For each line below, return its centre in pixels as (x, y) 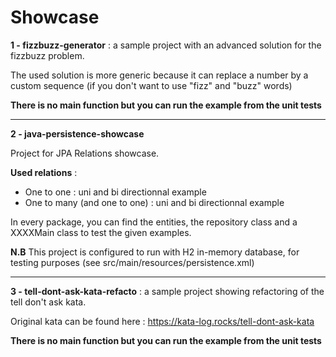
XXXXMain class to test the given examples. (101, 232)
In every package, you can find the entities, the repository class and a (154, 222)
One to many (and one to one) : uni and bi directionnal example (154, 202)
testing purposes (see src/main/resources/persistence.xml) (132, 262)
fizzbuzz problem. (47, 55)
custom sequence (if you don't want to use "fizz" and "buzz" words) (151, 85)
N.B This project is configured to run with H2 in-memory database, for (155, 252)
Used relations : (44, 172)
